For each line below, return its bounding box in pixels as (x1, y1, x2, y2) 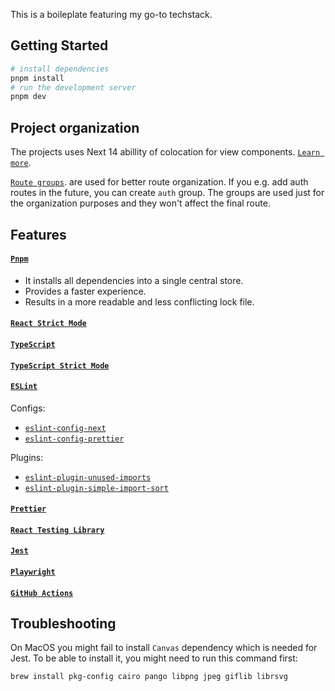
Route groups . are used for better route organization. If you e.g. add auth (10, 176, 309, 188)
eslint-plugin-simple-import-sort (24, 483, 169, 493)
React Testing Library (10, 525, 105, 535)
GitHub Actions (10, 588, 74, 598)
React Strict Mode (10, 319, 87, 329)
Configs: (10, 402, 46, 414)
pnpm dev (10, 92, 47, 102)
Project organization (10, 119, 140, 136)
